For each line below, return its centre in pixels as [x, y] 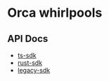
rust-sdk [30, 63]
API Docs [28, 39]
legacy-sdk [34, 70]
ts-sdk [27, 55]
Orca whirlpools [55, 13]
